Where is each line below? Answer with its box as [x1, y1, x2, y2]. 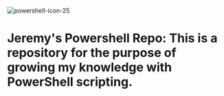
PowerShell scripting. [7, 74, 133, 90]
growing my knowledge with [7, 60, 172, 75]
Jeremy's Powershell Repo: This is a [7, 31, 218, 46]
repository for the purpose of [7, 45, 177, 61]
